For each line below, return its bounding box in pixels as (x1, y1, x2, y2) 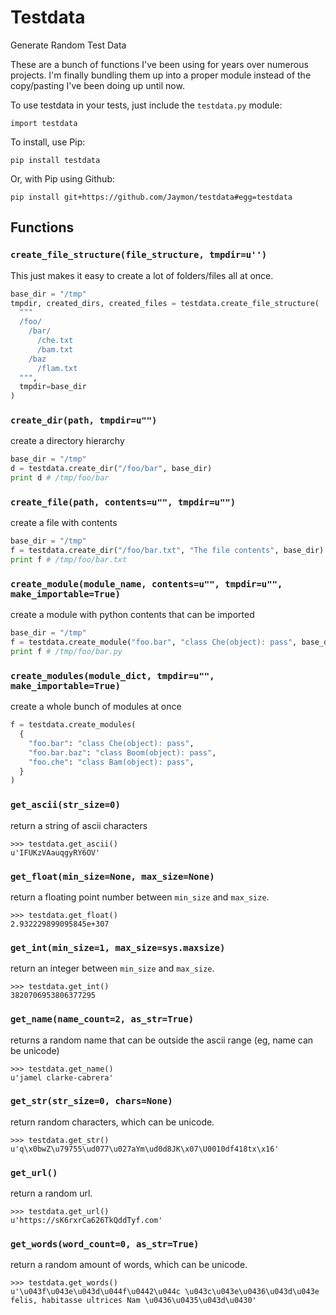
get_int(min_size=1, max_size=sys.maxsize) (10, 942, 226, 953)
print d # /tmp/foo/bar (10, 473, 110, 483)
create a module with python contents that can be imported (10, 609, 255, 621)
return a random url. (10, 1187, 93, 1200)
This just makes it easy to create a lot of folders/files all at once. (10, 269, 274, 281)
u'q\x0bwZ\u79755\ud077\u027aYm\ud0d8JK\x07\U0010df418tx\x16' (10, 1144, 280, 1154)
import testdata (10, 118, 78, 128)
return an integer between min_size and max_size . (10, 962, 215, 975)
